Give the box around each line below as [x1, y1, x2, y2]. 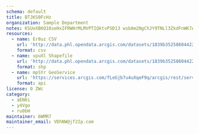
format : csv [17, 47, 46, 53]
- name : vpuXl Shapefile [11, 53, 73, 59]
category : [6, 91, 31, 97]
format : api [17, 81, 46, 87]
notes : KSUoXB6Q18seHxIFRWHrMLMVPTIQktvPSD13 [6, 25, 120, 31]
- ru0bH [11, 108, 31, 114]
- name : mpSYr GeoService [11, 69, 76, 75]
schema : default [6, 8, 46, 15]
